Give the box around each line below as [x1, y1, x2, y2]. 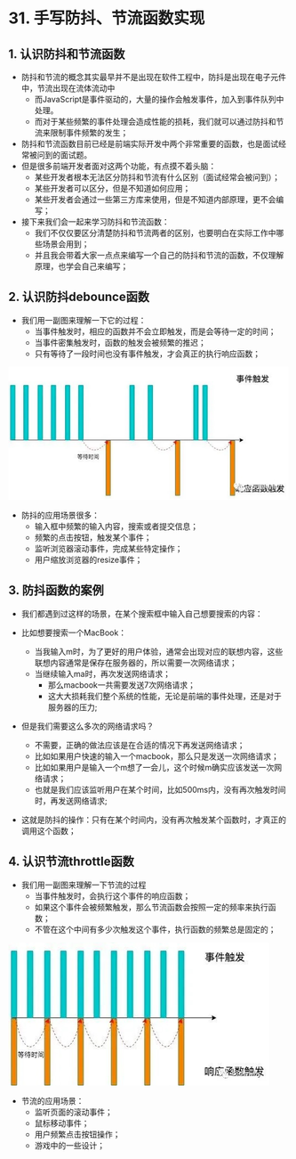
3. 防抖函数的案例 [8, 583, 104, 598]
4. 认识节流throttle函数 [8, 854, 134, 869]
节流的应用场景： [20, 1095, 84, 1106]
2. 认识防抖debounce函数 [8, 290, 150, 305]
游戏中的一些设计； [34, 1139, 106, 1150]
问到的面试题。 [36, 150, 92, 160]
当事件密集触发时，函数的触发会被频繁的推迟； [34, 337, 206, 347]
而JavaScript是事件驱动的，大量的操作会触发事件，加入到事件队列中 [34, 94, 284, 104]
